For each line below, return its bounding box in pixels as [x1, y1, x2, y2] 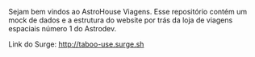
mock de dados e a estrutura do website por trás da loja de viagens [8, 15, 233, 25]
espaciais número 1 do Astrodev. [8, 24, 117, 33]
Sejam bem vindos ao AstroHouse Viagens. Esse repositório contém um [8, 7, 248, 16]
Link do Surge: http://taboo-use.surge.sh [8, 39, 144, 49]
